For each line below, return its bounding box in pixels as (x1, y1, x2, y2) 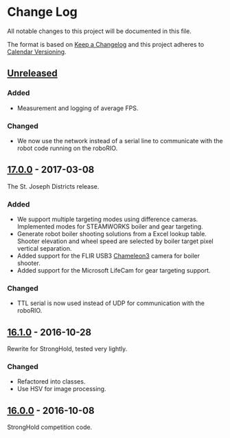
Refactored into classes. (16, 377, 86, 386)
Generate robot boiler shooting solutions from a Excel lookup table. (16, 230, 207, 238)
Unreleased (7, 67, 58, 79)
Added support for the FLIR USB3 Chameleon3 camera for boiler (16, 252, 200, 260)
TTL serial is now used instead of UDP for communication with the (16, 299, 205, 307)
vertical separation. (16, 244, 72, 253)
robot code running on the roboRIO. (16, 144, 118, 152)
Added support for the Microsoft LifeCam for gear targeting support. (16, 267, 211, 275)
